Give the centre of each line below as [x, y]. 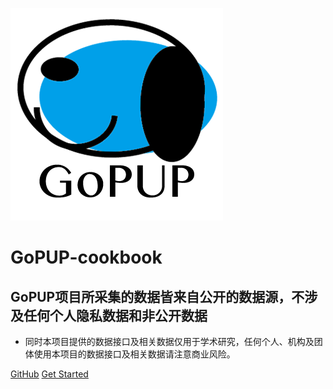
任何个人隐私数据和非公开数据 [115, 315]
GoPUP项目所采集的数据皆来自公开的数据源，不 [157, 296]
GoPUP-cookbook [86, 257]
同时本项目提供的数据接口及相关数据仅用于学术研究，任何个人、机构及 [169, 341]
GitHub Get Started [49, 374]
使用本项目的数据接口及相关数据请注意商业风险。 [134, 354]
